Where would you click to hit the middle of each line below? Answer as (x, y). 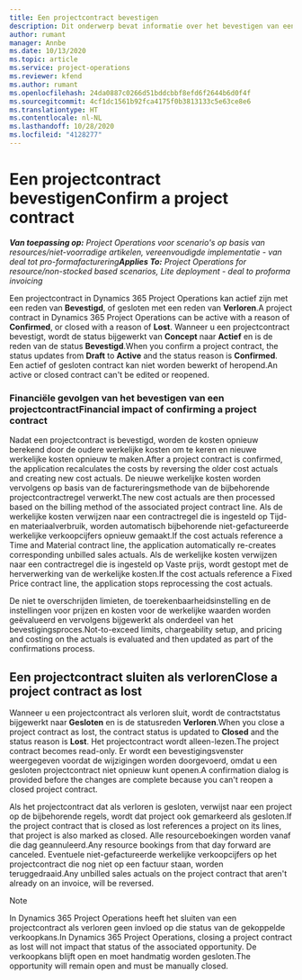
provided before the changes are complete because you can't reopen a (142, 779)
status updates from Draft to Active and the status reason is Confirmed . (144, 355)
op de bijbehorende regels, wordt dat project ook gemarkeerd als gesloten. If (151, 816)
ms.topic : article (44, 59)
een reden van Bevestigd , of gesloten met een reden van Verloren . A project (151, 308)
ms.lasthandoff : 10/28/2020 (62, 127)
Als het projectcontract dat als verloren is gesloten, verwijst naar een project (151, 806)
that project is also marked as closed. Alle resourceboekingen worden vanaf (150, 835)
